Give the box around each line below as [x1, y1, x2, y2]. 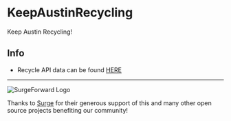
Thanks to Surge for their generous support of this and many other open [7, 98, 212, 107]
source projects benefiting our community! [7, 106, 129, 114]
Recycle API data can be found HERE [16, 65, 122, 74]
